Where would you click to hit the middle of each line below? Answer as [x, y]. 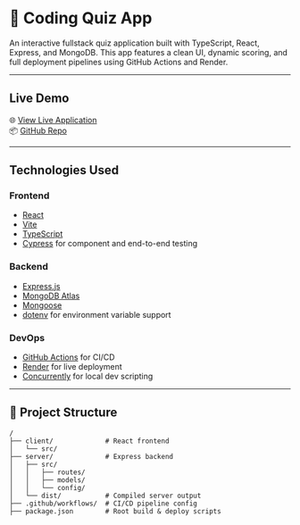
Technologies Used [64, 170]
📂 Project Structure [63, 413]
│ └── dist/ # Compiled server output [105, 496]
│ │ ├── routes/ [48, 472]
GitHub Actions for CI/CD [68, 357]
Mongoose [42, 305]
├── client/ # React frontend [89, 441]
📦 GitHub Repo [38, 130]
